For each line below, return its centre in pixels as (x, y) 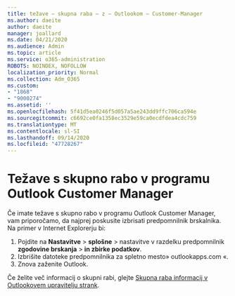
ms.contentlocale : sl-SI (44, 131)
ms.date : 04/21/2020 (38, 40)
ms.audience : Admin (36, 46)
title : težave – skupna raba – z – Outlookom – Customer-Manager (105, 14)
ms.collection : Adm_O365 (44, 79)
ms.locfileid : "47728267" (45, 144)
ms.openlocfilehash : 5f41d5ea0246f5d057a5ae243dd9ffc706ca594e (102, 112)
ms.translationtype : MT (42, 125)
